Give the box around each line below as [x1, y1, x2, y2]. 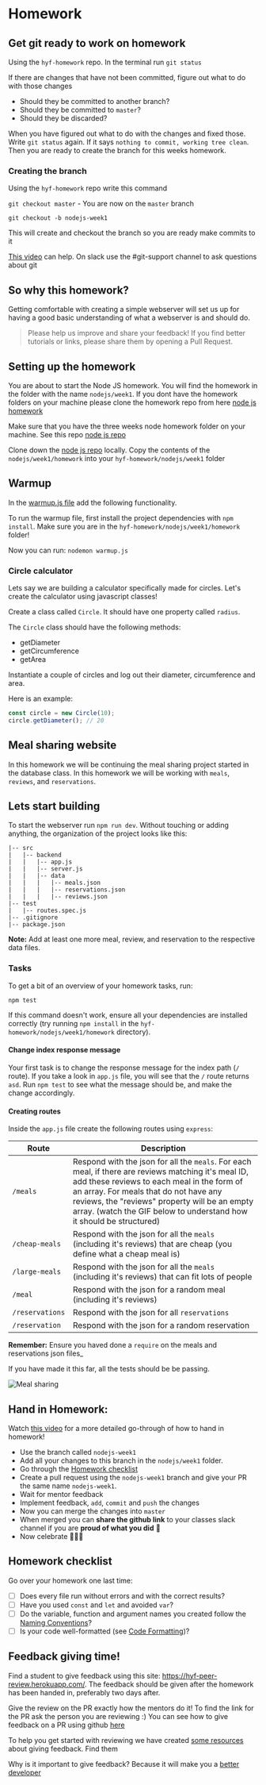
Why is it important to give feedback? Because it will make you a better [8, 1759, 240, 1768]
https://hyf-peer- [161, 1671, 218, 1680]
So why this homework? [8, 283, 129, 297]
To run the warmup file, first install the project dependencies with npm [8, 513, 234, 522]
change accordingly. [8, 1088, 75, 1098]
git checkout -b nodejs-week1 [8, 214, 108, 222]
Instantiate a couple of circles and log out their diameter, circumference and [8, 670, 256, 679]
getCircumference [19, 646, 79, 656]
